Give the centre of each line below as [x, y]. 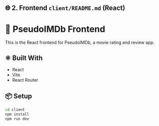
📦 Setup [19, 96]
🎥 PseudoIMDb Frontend [55, 29]
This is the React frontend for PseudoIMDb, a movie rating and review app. [80, 42]
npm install [17, 114]
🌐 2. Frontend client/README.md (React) [65, 8]
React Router [25, 80]
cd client [15, 109]
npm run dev [17, 119]
